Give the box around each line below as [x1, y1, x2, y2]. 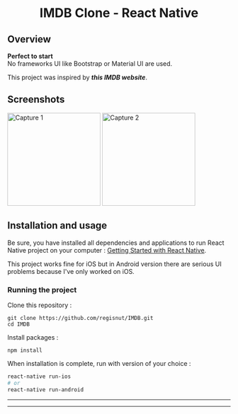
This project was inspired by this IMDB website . [7, 73, 147, 81]
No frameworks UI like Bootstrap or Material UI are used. [7, 59, 173, 68]
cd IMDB [7, 321, 30, 328]
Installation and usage [7, 219, 108, 231]
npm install [7, 347, 42, 354]
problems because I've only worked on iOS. [7, 267, 135, 275]
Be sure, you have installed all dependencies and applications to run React [7, 238, 225, 247]
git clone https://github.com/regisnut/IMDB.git [7, 314, 154, 321]
